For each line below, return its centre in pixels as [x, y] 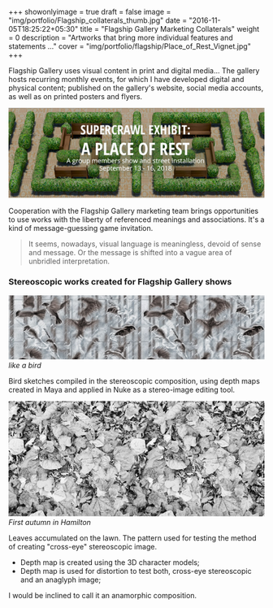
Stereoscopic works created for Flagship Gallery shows [120, 282]
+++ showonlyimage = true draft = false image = [90, 12]
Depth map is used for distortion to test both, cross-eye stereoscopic [136, 571]
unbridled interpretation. [69, 261]
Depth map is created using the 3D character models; [110, 562]
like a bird [25, 365]
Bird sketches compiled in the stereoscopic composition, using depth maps [134, 380]
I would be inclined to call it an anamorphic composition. [103, 595]
